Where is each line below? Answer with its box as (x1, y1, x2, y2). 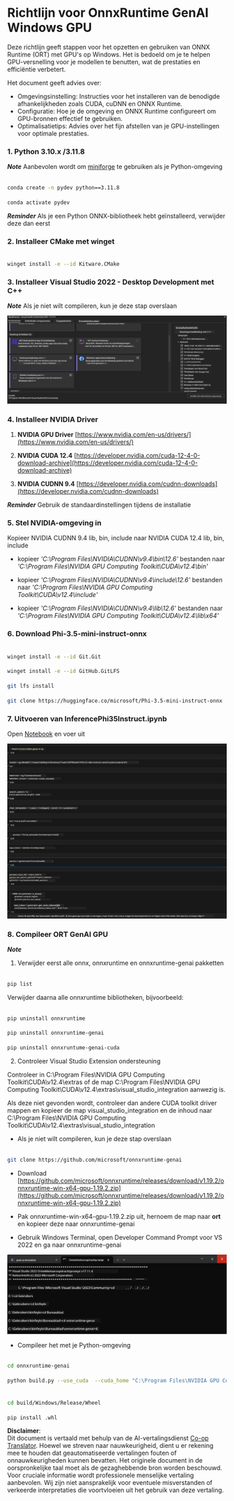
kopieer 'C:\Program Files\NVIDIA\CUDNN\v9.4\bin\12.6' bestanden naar (17, 555, 225, 563)
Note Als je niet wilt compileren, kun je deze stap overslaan (7, 302, 178, 310)
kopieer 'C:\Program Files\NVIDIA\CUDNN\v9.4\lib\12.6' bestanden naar (17, 604, 223, 612)
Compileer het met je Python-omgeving (17, 1340, 131, 1349)
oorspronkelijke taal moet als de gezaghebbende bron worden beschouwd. (7, 1464, 223, 1472)
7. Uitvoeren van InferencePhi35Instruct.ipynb (7, 713, 167, 723)
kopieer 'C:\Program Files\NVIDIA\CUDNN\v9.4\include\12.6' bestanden (17, 576, 223, 584)
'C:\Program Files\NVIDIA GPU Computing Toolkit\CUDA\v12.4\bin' (17, 562, 208, 570)
